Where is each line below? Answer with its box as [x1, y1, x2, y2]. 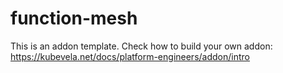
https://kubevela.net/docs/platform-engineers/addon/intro [10, 50, 250, 62]
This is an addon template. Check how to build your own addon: [10, 40, 273, 52]
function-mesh [10, 7, 138, 30]
